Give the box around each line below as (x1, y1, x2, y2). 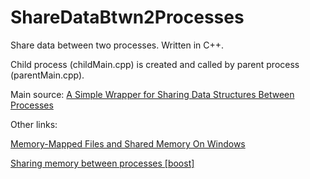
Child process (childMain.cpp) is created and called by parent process (10, 58, 300, 70)
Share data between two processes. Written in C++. (10, 39, 225, 51)
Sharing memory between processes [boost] (10, 157, 195, 169)
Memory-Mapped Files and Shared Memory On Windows (10, 137, 246, 150)
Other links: (10, 118, 58, 130)
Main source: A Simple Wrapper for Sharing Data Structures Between (10, 88, 295, 100)
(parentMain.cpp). (10, 69, 85, 81)
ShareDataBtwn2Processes (10, 6, 245, 29)
